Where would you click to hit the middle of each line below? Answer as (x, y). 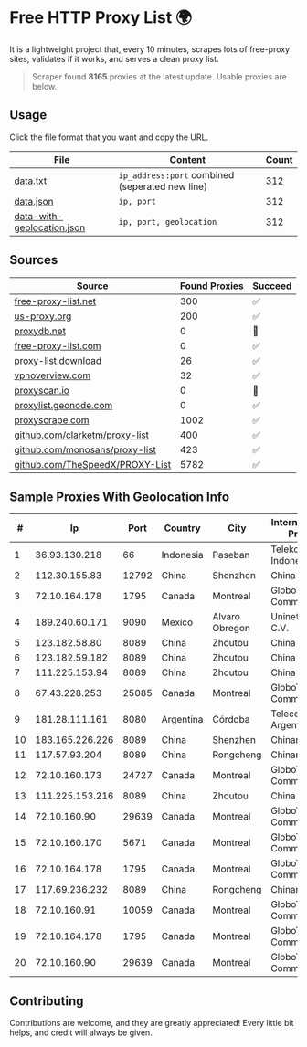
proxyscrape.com (52, 419)
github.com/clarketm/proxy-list (81, 435)
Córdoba (231, 720)
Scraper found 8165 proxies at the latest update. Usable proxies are (159, 76)
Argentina (182, 720)
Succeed (272, 286)
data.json (34, 201)
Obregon (232, 629)
